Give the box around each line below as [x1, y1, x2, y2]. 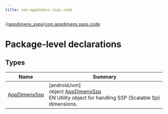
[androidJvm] [48, 81, 81, 88]
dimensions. [48, 100, 77, 107]
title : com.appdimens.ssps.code [5, 7, 72, 12]
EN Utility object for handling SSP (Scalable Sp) [48, 94, 160, 101]
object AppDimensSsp [48, 88, 101, 95]
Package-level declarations [5, 38, 121, 50]
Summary [92, 73, 116, 80]
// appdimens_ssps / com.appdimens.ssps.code [5, 21, 100, 27]
